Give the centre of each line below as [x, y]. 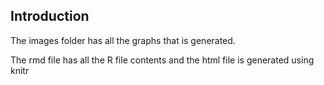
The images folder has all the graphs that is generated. [123, 40]
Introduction [50, 16]
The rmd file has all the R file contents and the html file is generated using [162, 60]
